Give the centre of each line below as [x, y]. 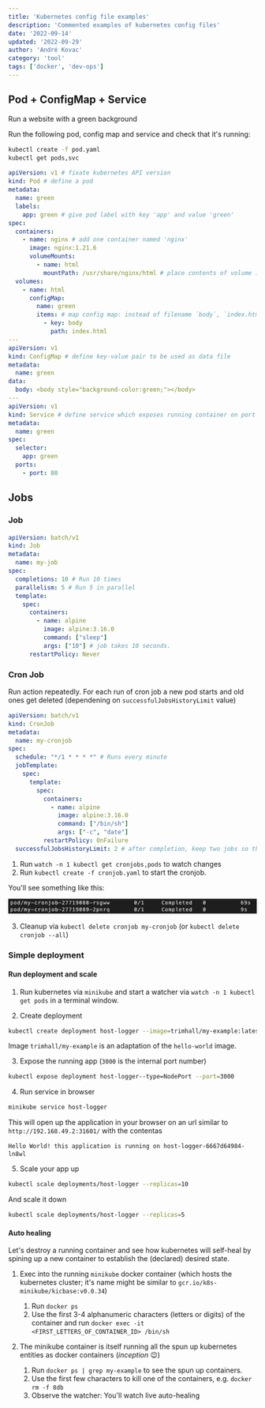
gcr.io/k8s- [198, 1283]
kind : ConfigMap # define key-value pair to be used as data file [119, 356]
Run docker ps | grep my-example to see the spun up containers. [137, 1370]
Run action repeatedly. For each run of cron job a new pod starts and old [126, 691]
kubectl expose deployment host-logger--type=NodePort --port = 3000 [121, 1077]
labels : [28, 206]
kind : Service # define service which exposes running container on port [132, 415]
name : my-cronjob [44, 740]
